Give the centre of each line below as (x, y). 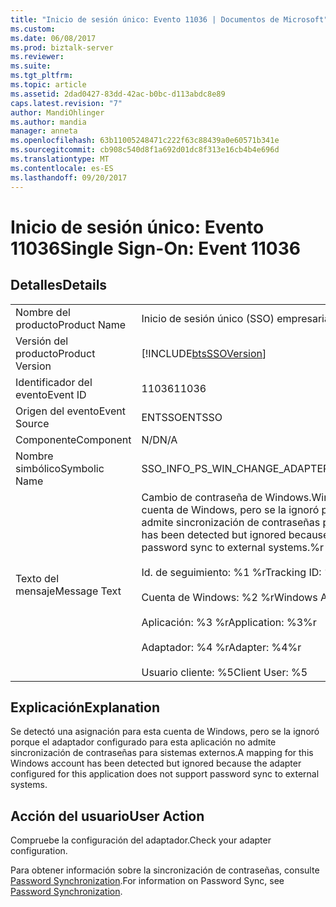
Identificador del (54, 382)
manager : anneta (44, 131)
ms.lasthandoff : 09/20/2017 (69, 177)
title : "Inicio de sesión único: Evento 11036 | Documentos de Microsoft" (169, 19)
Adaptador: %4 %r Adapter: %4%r (221, 647)
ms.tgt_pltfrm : (42, 76)
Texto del (37, 578)
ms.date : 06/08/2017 (53, 38)
